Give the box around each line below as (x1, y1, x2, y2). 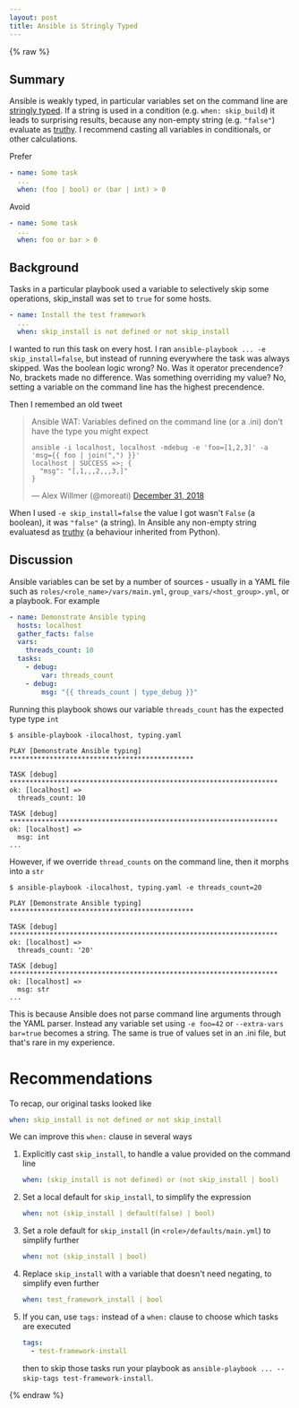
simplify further (21, 1235, 80, 1246)
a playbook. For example (9, 595, 100, 605)
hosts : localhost (17, 621, 82, 630)
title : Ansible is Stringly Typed (9, 21, 139, 30)
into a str (9, 865, 45, 876)
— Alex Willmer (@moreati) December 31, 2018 (30, 490, 204, 501)
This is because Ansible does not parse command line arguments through (9, 1009, 282, 1019)
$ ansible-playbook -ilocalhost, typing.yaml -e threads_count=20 (9, 883, 262, 892)
